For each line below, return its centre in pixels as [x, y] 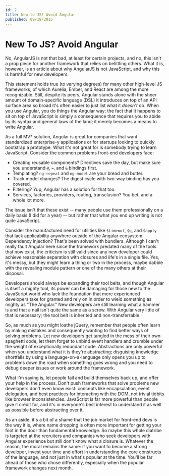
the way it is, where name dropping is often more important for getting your [83, 425]
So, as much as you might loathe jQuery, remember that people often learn [83, 325]
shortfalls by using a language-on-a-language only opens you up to [75, 357]
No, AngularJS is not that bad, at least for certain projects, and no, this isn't [83, 58]
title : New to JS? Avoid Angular [40, 15]
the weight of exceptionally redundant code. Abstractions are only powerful [84, 347]
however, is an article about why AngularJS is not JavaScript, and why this [82, 69]
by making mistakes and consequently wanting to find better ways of [77, 331]
